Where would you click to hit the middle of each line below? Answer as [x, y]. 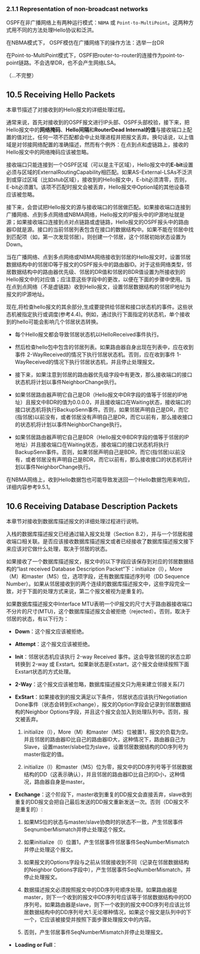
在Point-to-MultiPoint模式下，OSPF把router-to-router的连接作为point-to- [95, 55]
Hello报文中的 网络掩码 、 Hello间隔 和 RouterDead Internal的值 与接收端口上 [97, 130]
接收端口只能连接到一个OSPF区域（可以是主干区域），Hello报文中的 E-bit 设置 [100, 165]
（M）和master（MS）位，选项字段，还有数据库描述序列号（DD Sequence [98, 576]
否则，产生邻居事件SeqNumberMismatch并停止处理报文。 [95, 932]
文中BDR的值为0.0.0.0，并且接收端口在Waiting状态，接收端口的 [113, 402]
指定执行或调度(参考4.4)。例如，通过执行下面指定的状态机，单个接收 [106, 314]
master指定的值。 [45, 754]
